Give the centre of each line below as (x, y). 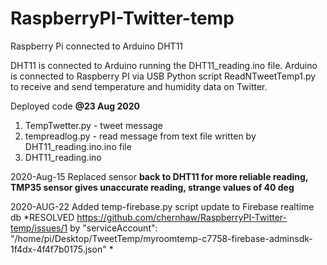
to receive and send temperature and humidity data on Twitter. (139, 86)
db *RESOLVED (42, 217)
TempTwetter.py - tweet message (93, 125)
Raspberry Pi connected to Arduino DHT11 (97, 46)
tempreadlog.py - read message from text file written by (140, 136)
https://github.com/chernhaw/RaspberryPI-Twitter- (181, 217)
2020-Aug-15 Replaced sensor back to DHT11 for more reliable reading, (159, 176)
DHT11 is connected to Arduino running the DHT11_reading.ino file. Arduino (164, 65)
